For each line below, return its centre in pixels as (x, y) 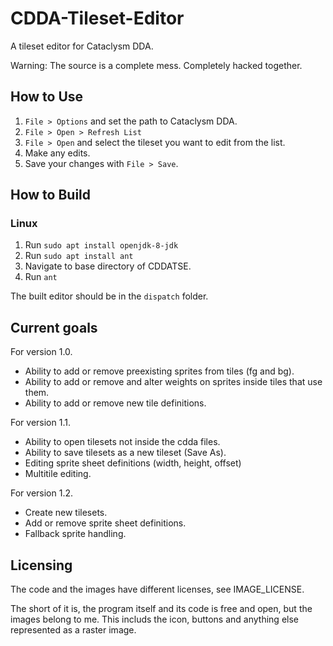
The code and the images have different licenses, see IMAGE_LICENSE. (157, 589)
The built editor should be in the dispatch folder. (109, 296)
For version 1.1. (40, 423)
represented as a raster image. (73, 630)
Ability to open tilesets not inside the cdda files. (122, 442)
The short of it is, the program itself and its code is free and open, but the (161, 609)
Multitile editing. (58, 474)
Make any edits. (57, 153)
